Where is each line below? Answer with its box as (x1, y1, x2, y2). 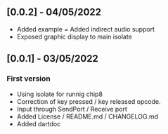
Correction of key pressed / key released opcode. (16, 97, 161, 105)
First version (6, 74, 51, 83)
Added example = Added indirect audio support (16, 25, 155, 33)
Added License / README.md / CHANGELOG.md (16, 112, 159, 121)
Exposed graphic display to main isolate (16, 32, 133, 41)
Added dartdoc (16, 119, 61, 128)
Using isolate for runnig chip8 (16, 90, 103, 98)
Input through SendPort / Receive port (16, 105, 128, 113)
